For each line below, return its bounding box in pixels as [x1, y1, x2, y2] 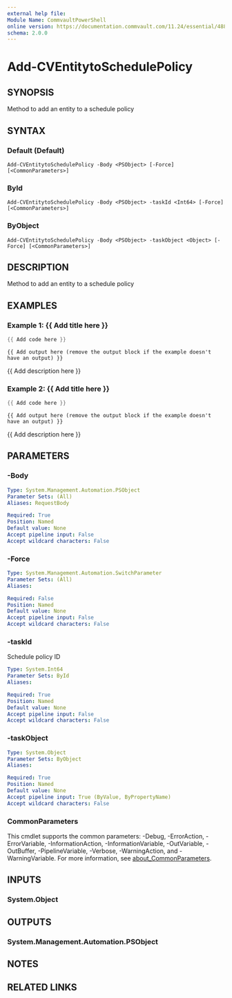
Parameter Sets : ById [7, 673, 70, 680]
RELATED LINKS [7, 981, 77, 993]
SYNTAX [7, 125, 46, 137]
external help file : [7, 10, 67, 17]
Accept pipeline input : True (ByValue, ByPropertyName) [7, 794, 171, 800]
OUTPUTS [7, 916, 52, 928]
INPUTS [7, 874, 41, 886]
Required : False [7, 595, 54, 602]
